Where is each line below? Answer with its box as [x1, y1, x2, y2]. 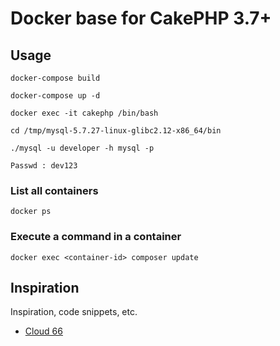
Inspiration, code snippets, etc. [10, 306, 138, 318]
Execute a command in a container [10, 230, 182, 244]
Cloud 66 [24, 325, 63, 337]
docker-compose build [10, 73, 101, 83]
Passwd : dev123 [10, 161, 78, 171]
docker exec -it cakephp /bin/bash [10, 108, 159, 118]
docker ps [10, 207, 52, 217]
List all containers [10, 183, 99, 197]
